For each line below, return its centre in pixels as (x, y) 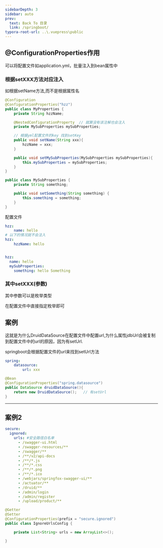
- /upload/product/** (40, 501)
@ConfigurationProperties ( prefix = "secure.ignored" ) (61, 519)
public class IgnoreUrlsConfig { (39, 523)
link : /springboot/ (29, 28)
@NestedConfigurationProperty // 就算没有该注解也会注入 (69, 122)
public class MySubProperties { (38, 180)
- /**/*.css (30, 465)
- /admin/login (33, 492)
